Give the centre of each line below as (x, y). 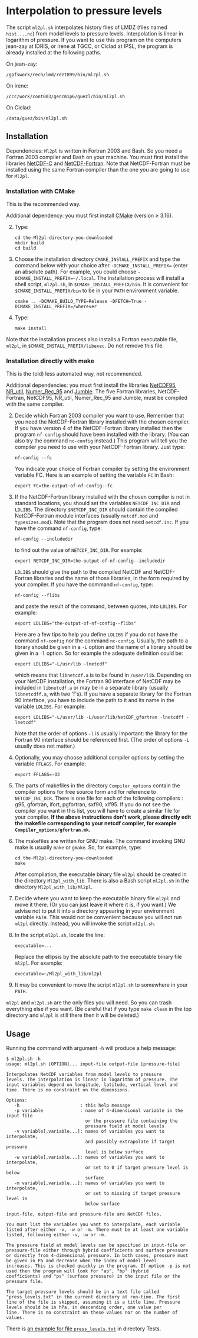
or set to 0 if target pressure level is (137, 1168)
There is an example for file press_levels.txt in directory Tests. (84, 1329)
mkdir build (29, 243)
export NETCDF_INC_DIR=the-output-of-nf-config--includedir (90, 561)
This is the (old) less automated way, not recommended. (74, 374)
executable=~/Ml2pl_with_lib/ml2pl (58, 974)
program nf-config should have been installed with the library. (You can (102, 434)
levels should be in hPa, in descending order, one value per (84, 1308)
